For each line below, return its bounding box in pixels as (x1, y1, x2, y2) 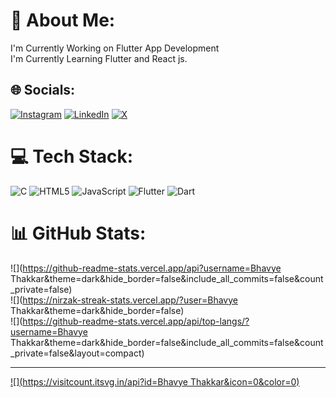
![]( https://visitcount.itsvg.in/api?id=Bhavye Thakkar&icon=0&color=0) (10, 375, 300, 388)
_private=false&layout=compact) (10, 347, 145, 359)
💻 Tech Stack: (10, 145, 134, 168)
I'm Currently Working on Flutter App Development (10, 42, 220, 54)
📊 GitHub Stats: (10, 222, 147, 244)
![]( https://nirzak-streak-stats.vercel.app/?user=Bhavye (10, 294, 238, 306)
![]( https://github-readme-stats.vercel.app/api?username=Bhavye (10, 262, 282, 274)
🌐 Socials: (10, 82, 76, 99)
